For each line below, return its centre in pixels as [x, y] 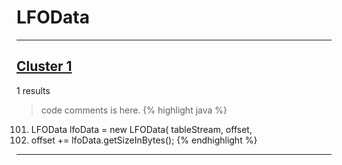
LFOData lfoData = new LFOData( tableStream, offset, [141, 129]
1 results [33, 90]
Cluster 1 [44, 66]
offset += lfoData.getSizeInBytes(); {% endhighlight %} [144, 140]
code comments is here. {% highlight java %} [134, 110]
